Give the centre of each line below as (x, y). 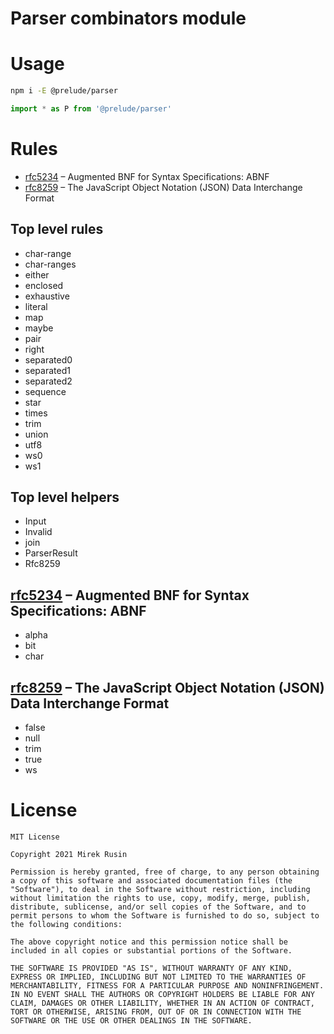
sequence (45, 391)
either (37, 274)
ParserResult (51, 553)
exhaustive (47, 296)
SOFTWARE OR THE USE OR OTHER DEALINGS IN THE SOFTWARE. (131, 1021)
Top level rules (57, 229)
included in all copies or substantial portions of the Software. (151, 951)
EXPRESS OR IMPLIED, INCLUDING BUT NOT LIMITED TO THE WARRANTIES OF (158, 977)
